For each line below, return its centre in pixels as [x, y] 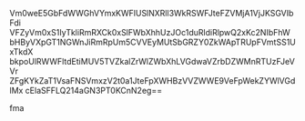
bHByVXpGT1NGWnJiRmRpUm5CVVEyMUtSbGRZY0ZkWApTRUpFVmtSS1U [152, 42]
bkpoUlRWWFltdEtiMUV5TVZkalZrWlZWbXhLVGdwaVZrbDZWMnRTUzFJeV [152, 61]
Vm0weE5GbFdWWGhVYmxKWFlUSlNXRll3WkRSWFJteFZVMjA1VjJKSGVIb [152, 13]
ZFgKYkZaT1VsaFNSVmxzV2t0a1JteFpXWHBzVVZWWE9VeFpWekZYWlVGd [152, 81]
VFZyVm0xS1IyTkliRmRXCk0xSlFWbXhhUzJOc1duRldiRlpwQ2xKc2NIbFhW [150, 32]
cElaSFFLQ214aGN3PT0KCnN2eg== [93, 91]
